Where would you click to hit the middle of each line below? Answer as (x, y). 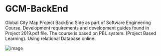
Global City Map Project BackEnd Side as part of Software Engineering (78, 22)
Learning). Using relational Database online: (50, 38)
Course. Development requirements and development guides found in (77, 27)
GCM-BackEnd (37, 9)
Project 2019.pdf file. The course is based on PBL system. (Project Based (81, 33)
